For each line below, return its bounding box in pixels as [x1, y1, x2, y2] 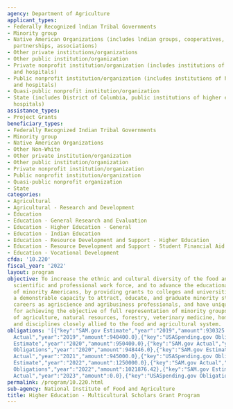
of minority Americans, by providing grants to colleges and [13, 288, 194, 296]
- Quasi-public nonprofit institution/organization [7, 88, 159, 95]
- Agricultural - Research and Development [7, 205, 135, 211]
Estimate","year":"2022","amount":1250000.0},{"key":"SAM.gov [13, 360, 197, 367]
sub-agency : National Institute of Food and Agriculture [7, 385, 175, 392]
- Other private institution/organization [7, 152, 132, 160]
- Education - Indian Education [7, 230, 101, 237]
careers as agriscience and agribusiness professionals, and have [13, 301, 209, 308]
